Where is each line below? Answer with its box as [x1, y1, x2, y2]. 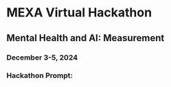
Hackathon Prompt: [6, 71, 73, 80]
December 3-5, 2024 [6, 53, 78, 62]
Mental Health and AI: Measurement [6, 32, 165, 44]
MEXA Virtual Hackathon [6, 5, 152, 21]
